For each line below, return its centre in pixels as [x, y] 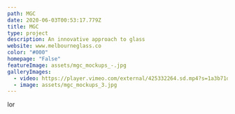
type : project [28, 33]
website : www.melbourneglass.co [54, 46]
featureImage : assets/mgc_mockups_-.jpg [67, 65]
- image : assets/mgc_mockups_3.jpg [65, 85]
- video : [26, 78]
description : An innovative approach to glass [76, 40]
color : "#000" [28, 53]
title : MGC [23, 26]
